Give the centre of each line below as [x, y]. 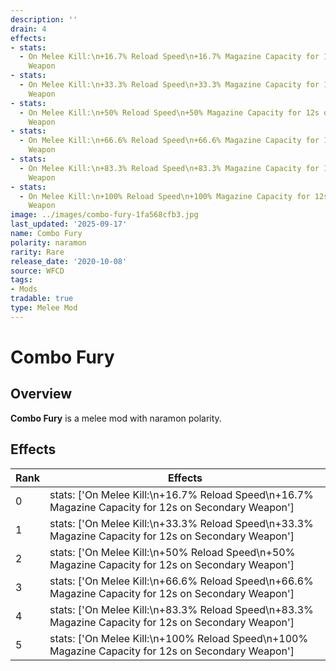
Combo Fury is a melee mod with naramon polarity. [116, 418]
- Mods [24, 289]
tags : [21, 280]
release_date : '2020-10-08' [69, 261]
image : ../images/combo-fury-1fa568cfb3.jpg [104, 215]
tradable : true [42, 299]
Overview [41, 394]
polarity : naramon [48, 242]
